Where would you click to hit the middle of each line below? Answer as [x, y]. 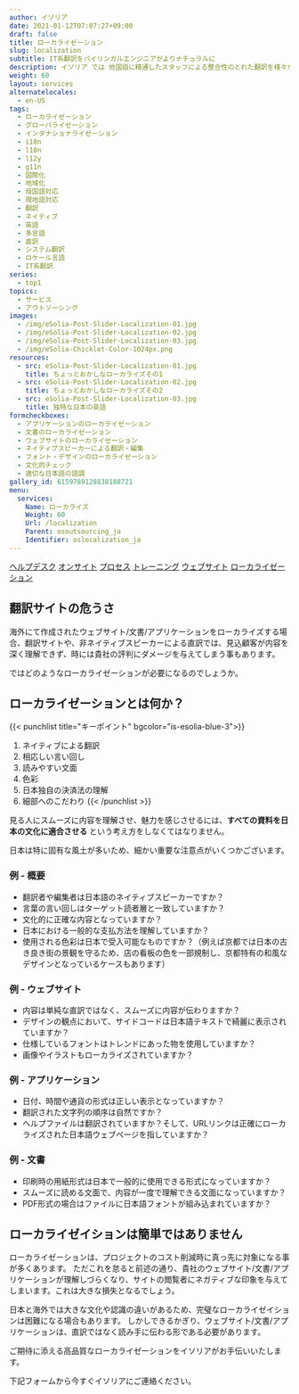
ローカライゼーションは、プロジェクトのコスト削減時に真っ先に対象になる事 [149, 1258]
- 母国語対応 [38, 192]
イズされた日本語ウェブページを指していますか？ [119, 1134]
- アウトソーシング [48, 308]
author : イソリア [39, 17]
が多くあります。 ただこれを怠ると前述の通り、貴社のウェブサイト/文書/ [141, 1268]
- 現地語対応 [38, 200]
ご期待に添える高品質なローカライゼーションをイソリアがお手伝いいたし [141, 1351]
